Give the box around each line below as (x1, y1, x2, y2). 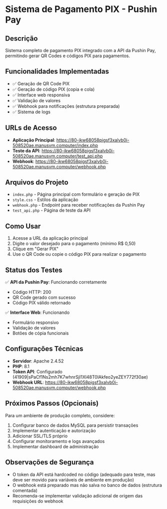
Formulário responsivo (12, 319, 59, 325)
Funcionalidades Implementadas (5, 67, 109, 76)
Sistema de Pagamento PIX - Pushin (5, 4, 157, 15)
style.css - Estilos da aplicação (12, 197, 78, 203)
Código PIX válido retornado (12, 300, 71, 306)
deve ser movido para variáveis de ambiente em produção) (12, 476, 134, 482)
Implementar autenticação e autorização (12, 427, 96, 433)
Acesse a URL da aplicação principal (12, 235, 88, 241)
